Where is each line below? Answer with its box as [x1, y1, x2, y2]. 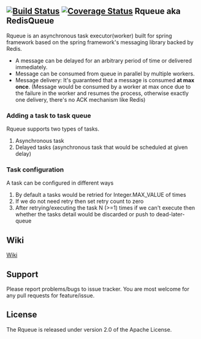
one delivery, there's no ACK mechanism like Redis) [15, 96, 146, 103]
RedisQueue [6, 16, 55, 26]
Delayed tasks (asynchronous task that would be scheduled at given [15, 143, 188, 151]
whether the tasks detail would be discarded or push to [15, 211, 155, 218]
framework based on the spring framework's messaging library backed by [6, 38, 194, 46]
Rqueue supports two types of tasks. [6, 125, 100, 132]
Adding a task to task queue [6, 111, 91, 120]
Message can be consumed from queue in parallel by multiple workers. [15, 70, 195, 77]
